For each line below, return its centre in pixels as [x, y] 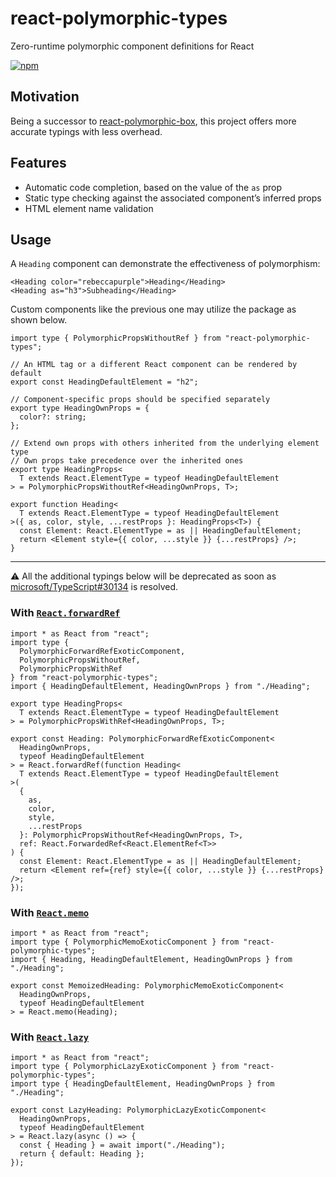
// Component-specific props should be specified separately [140, 400]
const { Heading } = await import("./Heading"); [122, 1145]
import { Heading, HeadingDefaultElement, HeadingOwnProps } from [151, 959]
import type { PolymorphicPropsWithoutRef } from [116, 338]
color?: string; [53, 417]
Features [38, 163]
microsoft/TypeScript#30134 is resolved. [94, 587]
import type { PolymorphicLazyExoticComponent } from [125, 1067]
